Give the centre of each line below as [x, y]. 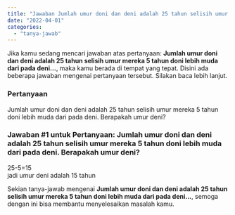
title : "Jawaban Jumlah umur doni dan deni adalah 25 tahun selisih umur [118, 14]
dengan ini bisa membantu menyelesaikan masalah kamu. [91, 204]
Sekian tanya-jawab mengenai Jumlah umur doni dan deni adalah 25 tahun [118, 189]
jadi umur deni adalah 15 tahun [52, 175]
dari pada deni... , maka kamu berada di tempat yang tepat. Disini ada [108, 68]
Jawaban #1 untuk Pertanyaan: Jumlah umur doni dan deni [110, 135]
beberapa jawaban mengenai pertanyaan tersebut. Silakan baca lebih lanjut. [118, 76]
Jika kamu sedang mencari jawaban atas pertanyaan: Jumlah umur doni [113, 53]
